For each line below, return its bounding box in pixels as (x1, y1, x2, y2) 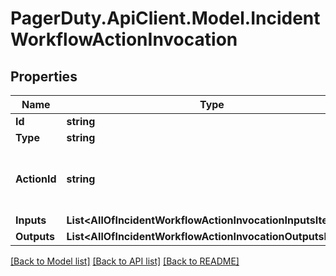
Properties (10, 68, 78, 85)
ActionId (15, 172, 57, 186)
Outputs (15, 230, 55, 243)
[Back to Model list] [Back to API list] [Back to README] (10, 255, 240, 267)
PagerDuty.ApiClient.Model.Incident (10, 7, 321, 30)
